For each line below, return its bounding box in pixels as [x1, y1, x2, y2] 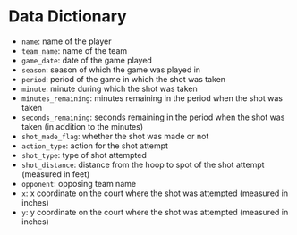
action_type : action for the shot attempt [21, 140, 169, 151]
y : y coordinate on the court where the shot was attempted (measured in [21, 206, 289, 217]
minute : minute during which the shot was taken [21, 83, 198, 94]
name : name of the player [21, 36, 113, 46]
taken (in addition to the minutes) [21, 121, 144, 131]
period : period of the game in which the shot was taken [21, 73, 225, 84]
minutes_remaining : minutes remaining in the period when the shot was [21, 92, 284, 104]
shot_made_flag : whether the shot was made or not [21, 130, 209, 141]
